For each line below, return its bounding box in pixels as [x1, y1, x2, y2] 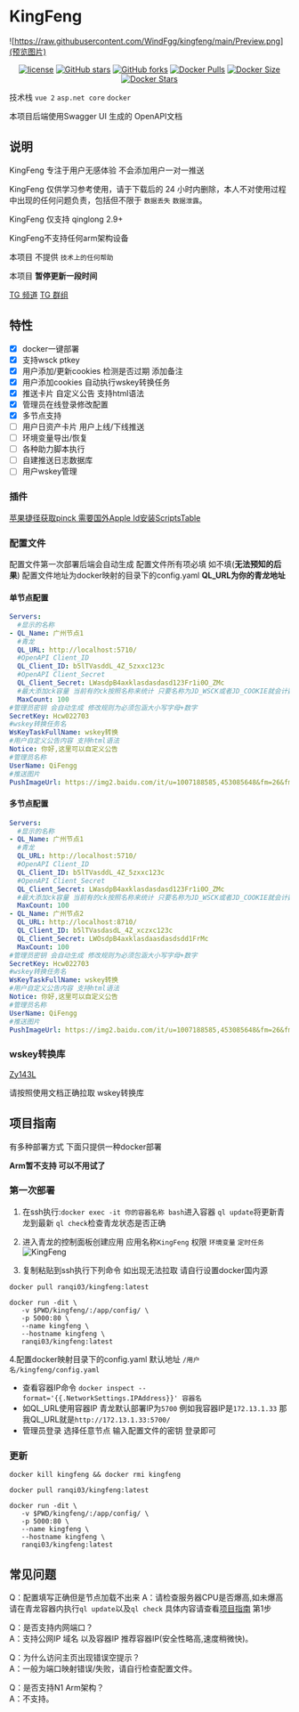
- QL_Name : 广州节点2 [9, 910, 85, 919]
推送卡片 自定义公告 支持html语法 [21, 387, 145, 398]
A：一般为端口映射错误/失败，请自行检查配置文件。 [9, 1663, 198, 1674]
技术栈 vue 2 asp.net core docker [9, 92, 132, 102]
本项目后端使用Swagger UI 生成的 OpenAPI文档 [9, 110, 182, 121]
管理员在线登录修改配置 [21, 399, 109, 410]
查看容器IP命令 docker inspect [21, 1382, 135, 1392]
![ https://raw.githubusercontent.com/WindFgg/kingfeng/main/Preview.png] [9, 36, 284, 46]
